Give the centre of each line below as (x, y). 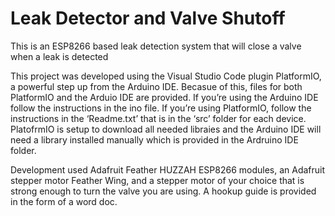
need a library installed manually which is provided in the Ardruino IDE (154, 139)
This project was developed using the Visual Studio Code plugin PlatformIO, (166, 76)
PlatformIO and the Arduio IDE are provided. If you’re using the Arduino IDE (164, 97)
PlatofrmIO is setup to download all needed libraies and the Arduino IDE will (166, 129)
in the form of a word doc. (64, 201)
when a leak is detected (59, 56)
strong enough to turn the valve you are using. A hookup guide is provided (163, 191)
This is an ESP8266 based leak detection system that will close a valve (156, 46)
